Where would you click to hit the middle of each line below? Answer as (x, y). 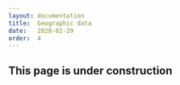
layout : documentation (46, 16)
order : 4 (25, 38)
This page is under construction (90, 70)
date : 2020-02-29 (41, 30)
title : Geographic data (50, 23)
